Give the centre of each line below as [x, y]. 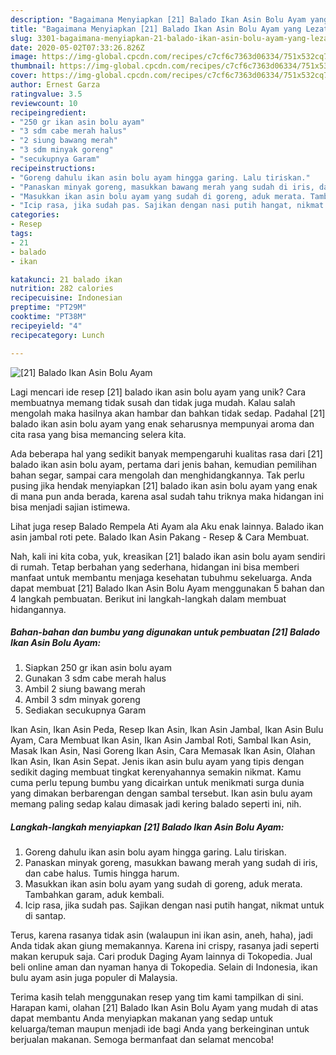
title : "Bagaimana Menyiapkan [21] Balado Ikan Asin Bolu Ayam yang [156, 29]
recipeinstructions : [53, 168]
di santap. [45, 916]
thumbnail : [33, 66]
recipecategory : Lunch [57, 335]
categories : [35, 215]
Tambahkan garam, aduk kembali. [94, 895]
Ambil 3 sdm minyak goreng [82, 700]
